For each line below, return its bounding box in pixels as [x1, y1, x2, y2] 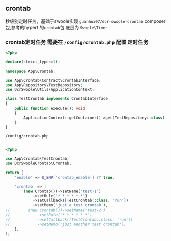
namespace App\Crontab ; [5, 68, 56, 74]
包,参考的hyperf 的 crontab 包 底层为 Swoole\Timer [5, 24, 108, 30]
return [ [5, 170, 24, 176]
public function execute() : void [14, 106, 85, 111]
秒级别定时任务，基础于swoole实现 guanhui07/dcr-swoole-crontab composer [5, 18, 166, 24]
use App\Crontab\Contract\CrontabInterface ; [5, 78, 101, 83]
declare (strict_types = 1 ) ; [5, 59, 60, 64]
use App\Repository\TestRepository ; [5, 82, 83, 88]
